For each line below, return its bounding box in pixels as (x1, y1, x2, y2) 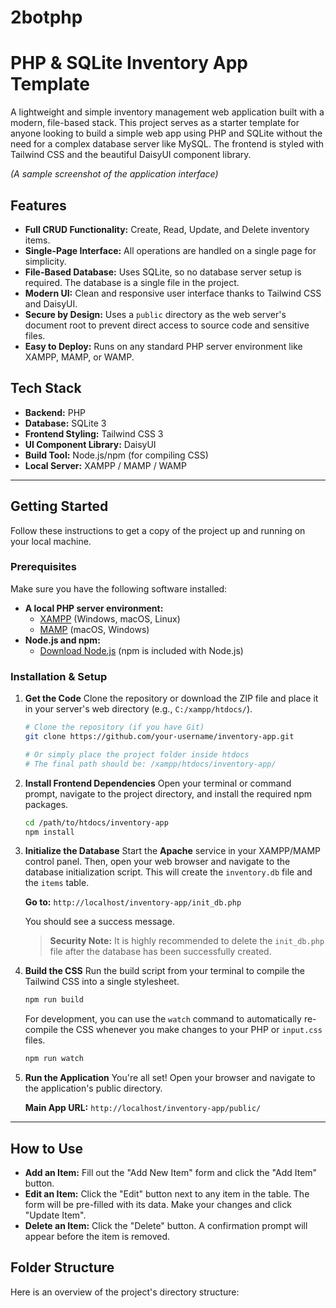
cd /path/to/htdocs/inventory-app (24, 817, 169, 828)
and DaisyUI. (24, 297, 78, 310)
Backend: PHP (24, 406, 87, 418)
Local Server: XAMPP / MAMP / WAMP (24, 459, 187, 471)
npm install (24, 827, 75, 837)
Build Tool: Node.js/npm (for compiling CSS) (24, 449, 209, 461)
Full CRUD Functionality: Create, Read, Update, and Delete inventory (24, 223, 310, 235)
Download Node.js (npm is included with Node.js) (39, 644, 244, 656)
